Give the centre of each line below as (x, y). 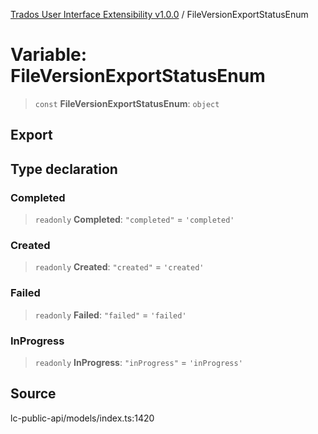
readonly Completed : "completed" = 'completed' (134, 220)
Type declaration (64, 169)
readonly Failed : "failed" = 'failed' (110, 315)
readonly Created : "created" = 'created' (119, 267)
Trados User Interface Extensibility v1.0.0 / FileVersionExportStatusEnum (159, 14)
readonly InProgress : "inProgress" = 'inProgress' (138, 362)
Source (33, 394)
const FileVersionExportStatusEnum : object (127, 103)
